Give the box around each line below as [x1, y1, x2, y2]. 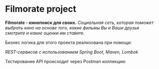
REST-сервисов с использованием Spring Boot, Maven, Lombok [5, 49, 138, 55]
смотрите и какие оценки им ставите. [5, 30, 85, 36]
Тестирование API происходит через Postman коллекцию [5, 58, 126, 64]
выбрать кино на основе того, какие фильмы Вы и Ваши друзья [5, 24, 139, 30]
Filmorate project [5, 3, 77, 15]
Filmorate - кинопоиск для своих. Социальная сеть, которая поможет [5, 20, 154, 25]
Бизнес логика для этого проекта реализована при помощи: [5, 39, 132, 45]
